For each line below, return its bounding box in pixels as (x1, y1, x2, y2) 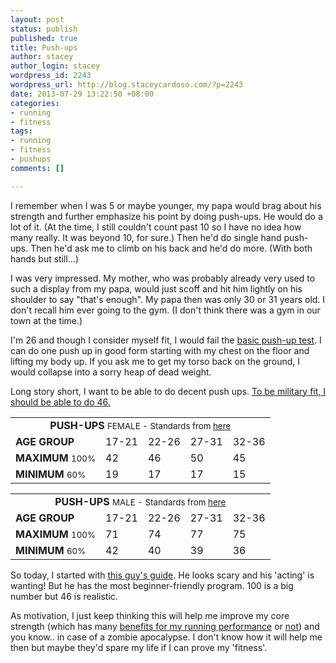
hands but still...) (10, 252, 80, 265)
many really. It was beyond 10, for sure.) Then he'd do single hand (10, 231, 282, 243)
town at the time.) (10, 314, 83, 326)
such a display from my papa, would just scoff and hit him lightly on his (10, 282, 303, 295)
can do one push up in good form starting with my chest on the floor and (10, 344, 310, 356)
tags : (10, 126, 33, 136)
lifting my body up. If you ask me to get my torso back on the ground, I (10, 355, 301, 367)
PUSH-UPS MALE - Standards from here (54, 494, 227, 508)
